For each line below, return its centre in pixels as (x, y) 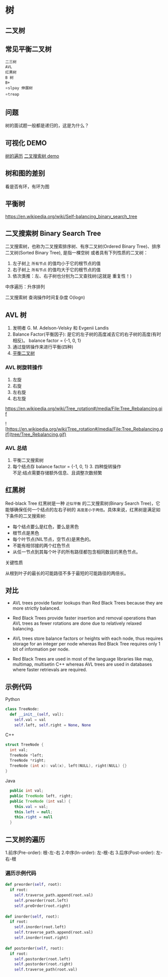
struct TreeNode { (24, 744)
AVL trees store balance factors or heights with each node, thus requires (88, 638)
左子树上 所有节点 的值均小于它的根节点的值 (57, 264)
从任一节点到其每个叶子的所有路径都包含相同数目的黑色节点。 (76, 552)
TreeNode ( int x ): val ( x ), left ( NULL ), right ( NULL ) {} (68, 766)
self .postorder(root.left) (43, 959)
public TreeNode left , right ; (41, 796)
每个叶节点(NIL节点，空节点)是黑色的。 (53, 539)
